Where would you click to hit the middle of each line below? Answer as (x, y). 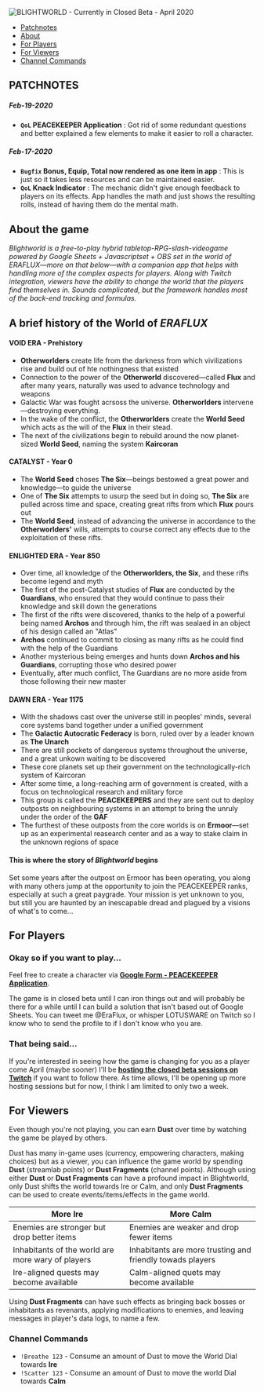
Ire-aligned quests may (56, 1273)
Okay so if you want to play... (65, 958)
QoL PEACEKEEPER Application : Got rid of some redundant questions (133, 125)
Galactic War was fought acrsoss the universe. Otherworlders (121, 402)
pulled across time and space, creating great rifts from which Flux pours (137, 504)
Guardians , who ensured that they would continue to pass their (123, 598)
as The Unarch (45, 742)
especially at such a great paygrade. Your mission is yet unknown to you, (127, 894)
